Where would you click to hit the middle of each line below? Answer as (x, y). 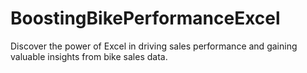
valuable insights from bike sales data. (89, 56)
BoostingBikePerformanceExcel (145, 18)
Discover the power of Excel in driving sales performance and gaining (154, 46)
